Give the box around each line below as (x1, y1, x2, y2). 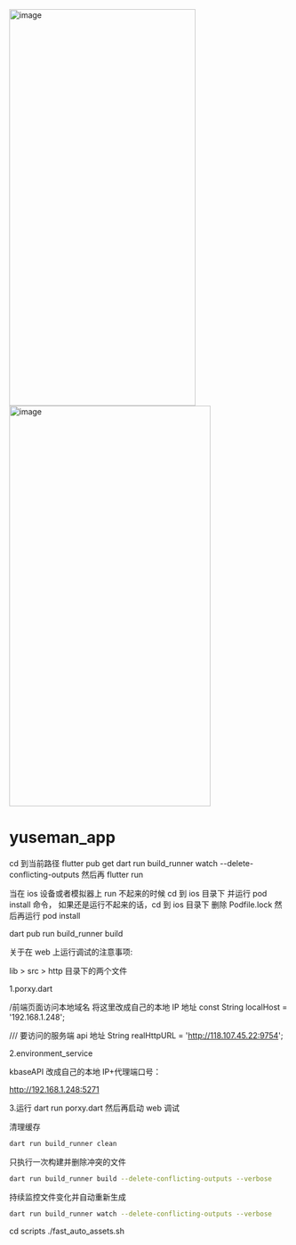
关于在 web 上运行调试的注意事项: (9, 946, 133, 957)
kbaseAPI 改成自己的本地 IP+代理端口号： (9, 1066, 162, 1077)
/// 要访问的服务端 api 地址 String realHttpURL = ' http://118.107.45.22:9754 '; (9, 1029, 284, 1041)
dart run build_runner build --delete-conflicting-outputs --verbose (9, 1174, 273, 1184)
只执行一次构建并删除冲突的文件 (9, 1156, 126, 1167)
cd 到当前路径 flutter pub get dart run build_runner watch (9, 857, 219, 868)
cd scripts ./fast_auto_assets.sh (9, 1225, 124, 1236)
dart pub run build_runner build (9, 928, 124, 938)
